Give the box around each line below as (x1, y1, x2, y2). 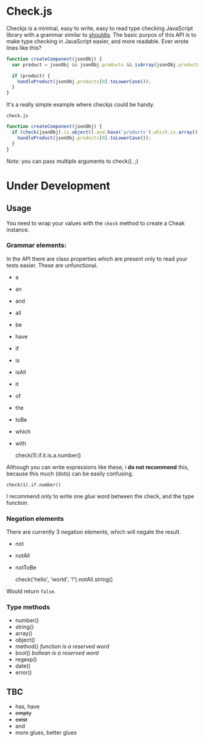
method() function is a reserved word (15, 643, 110, 650)
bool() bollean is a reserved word (15, 649, 99, 657)
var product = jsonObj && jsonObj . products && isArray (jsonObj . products (12, 61, 201, 68)
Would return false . (6, 588, 56, 595)
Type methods (6, 603, 51, 611)
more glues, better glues (15, 729, 77, 736)
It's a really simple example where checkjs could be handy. (6, 101, 154, 108)
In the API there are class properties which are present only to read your (6, 255, 188, 262)
